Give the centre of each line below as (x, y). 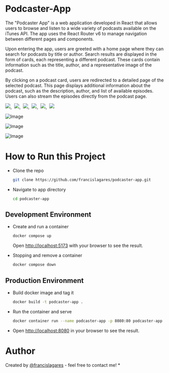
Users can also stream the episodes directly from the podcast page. (76, 96)
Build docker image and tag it (43, 293)
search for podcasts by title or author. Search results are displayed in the (81, 54)
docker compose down (34, 265)
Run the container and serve (42, 311)
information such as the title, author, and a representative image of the (79, 65)
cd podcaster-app (31, 199)
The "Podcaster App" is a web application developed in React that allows (81, 23)
